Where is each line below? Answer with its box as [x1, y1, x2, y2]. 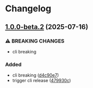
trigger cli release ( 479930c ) [12, 78, 71, 84]
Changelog [5, 3, 51, 14]
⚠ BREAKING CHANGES [5, 38, 65, 44]
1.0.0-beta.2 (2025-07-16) [5, 23, 89, 31]
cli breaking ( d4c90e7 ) [12, 72, 59, 78]
